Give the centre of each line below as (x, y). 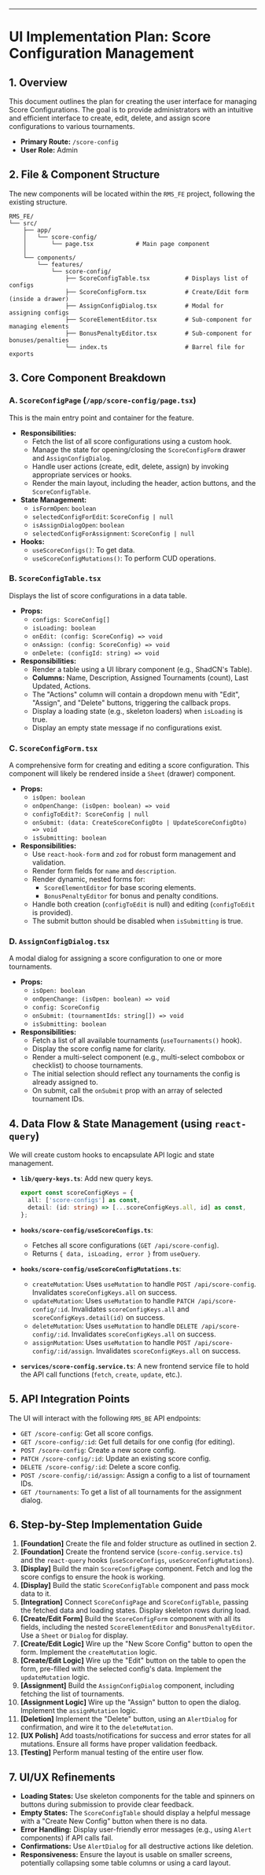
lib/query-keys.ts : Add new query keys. (86, 1178)
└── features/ (60, 264)
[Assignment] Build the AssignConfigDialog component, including (127, 1686)
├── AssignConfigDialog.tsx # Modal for (144, 306)
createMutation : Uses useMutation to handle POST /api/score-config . (144, 1284)
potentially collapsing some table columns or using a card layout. (125, 1863)
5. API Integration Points (70, 1399)
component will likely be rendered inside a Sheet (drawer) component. (122, 774)
